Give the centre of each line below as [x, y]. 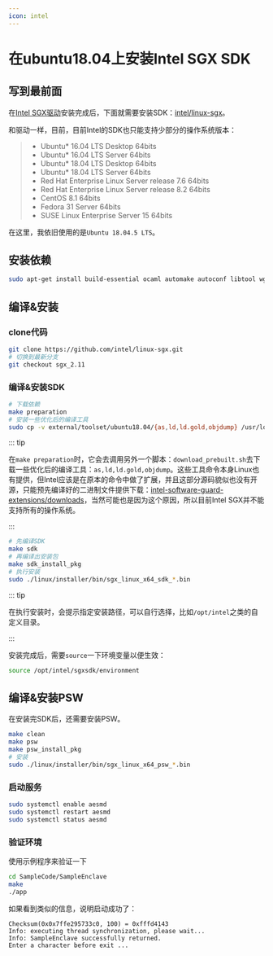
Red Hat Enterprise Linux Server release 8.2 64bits [126, 189]
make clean [27, 735]
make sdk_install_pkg [45, 564]
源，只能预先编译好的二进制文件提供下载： [80, 490]
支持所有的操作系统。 [44, 511]
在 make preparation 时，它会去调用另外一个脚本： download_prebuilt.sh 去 [131, 459]
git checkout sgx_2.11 [47, 364]
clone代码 [28, 332]
